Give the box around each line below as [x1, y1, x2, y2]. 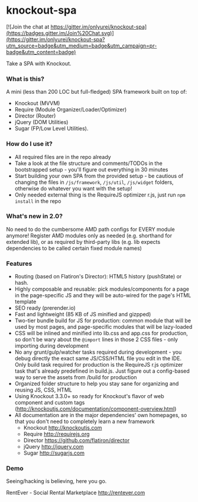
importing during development [14, 342, 89, 350]
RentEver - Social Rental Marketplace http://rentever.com [6, 489, 145, 496]
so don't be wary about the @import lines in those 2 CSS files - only [14, 336, 178, 343]
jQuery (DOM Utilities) [14, 119, 69, 126]
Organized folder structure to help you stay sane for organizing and [14, 380, 179, 387]
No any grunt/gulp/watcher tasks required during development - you [14, 348, 182, 356]
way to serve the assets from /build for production [14, 374, 137, 381]
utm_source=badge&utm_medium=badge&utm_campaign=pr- [6, 42, 157, 49]
